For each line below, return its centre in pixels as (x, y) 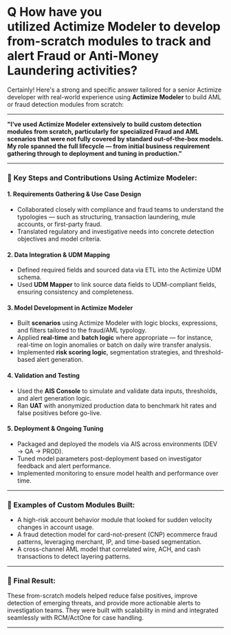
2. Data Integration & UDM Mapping (58, 254)
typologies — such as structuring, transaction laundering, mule (106, 217)
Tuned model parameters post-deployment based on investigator (109, 458)
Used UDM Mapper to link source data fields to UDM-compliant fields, (117, 285)
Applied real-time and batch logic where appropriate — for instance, (115, 338)
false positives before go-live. (59, 413)
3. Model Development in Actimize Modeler (70, 308)
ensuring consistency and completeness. (75, 292)
